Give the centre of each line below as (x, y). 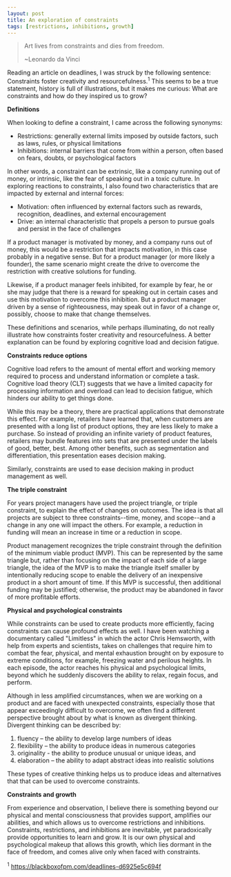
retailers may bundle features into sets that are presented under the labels (112, 441)
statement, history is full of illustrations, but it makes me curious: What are (113, 89)
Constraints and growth (42, 795)
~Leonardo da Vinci (52, 59)
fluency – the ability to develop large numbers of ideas (94, 738)
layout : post (26, 13)
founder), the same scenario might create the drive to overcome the (103, 264)
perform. (20, 682)
